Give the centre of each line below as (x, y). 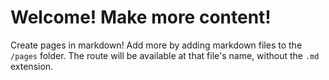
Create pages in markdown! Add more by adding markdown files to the (156, 45)
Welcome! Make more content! (141, 17)
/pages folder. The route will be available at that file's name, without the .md (165, 55)
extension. (32, 66)
